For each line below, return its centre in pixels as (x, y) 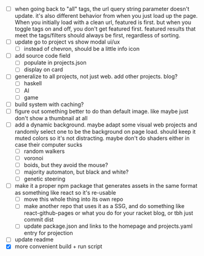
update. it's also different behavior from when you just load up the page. (106, 16)
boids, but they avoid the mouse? (66, 165)
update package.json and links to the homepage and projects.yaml (108, 226)
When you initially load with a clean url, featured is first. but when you (103, 22)
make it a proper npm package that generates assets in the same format (106, 186)
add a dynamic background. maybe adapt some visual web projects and (106, 125)
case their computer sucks (48, 144)
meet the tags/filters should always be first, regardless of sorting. (97, 36)
